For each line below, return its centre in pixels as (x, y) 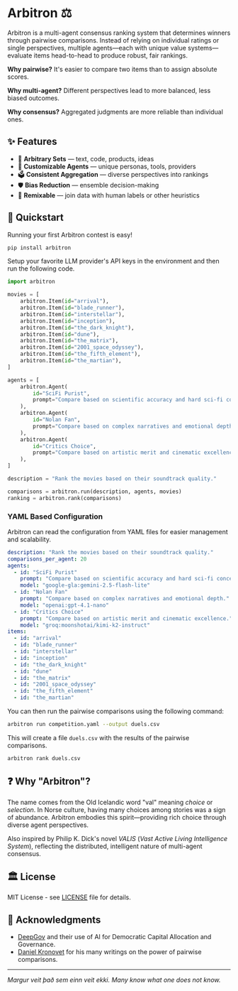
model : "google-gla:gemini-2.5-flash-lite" (85, 585)
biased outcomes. (34, 98)
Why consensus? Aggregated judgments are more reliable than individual (115, 112)
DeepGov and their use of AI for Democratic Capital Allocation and (114, 937)
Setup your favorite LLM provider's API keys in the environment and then (113, 261)
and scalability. (29, 539)
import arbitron (31, 282)
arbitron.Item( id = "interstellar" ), (73, 314)
